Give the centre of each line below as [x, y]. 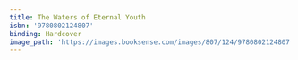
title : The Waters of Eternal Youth [77, 17]
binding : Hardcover [46, 34]
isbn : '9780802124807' [51, 26]
